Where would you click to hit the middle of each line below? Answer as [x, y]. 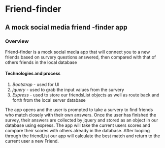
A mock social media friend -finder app [66, 27]
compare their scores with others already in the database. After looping [78, 131]
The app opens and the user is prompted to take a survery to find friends [79, 110]
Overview [17, 41]
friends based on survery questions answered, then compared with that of [81, 57]
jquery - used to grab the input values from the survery [68, 90]
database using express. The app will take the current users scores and [78, 125]
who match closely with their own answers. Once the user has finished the [81, 115]
